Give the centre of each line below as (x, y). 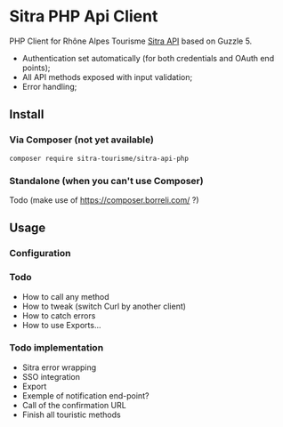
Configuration (40, 254)
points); (36, 68)
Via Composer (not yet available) (81, 140)
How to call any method (65, 296)
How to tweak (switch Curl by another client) (104, 306)
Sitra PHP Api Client (84, 16)
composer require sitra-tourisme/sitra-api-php (99, 158)
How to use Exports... (61, 325)
